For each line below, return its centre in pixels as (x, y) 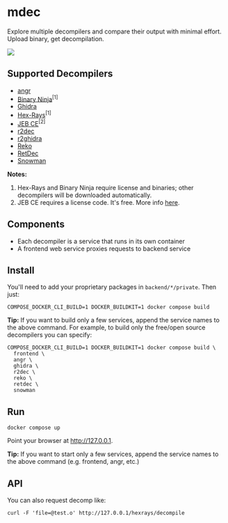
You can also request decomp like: (57, 500)
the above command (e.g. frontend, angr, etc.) (73, 462)
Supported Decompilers (60, 74)
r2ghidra (30, 138)
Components (36, 225)
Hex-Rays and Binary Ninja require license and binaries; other (105, 187)
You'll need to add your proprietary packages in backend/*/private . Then (112, 287)
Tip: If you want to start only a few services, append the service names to (113, 454)
